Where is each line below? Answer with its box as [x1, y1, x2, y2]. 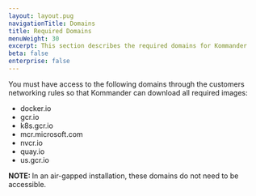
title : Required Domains [8, 27, 92, 35]
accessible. [8, 179, 47, 189]
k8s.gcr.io [19, 121, 54, 130]
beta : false [8, 49, 48, 58]
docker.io [19, 103, 52, 113]
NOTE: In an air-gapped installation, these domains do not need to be [8, 171, 239, 181]
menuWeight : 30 [8, 34, 60, 43]
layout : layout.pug [8, 11, 74, 20]
